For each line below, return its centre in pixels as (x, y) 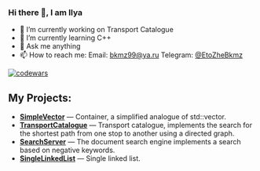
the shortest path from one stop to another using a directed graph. (127, 133)
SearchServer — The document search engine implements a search (130, 142)
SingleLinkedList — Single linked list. (80, 158)
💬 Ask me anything (50, 46)
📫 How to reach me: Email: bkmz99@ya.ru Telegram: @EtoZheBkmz (131, 55)
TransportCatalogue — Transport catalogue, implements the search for (136, 126)
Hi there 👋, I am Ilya (46, 13)
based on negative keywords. (67, 150)
